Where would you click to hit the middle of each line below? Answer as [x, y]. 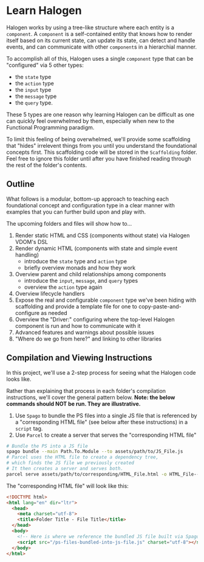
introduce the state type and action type [76, 261]
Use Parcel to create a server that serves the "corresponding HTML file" [106, 435]
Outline [20, 184]
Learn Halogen [44, 11]
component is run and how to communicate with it [78, 325]
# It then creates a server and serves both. [65, 469]
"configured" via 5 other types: [45, 65]
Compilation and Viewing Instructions [80, 358]
